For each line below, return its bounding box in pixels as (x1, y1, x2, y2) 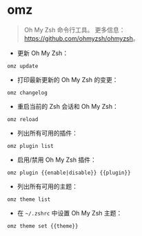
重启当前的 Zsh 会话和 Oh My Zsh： (17, 102, 119, 110)
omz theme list (7, 195, 51, 203)
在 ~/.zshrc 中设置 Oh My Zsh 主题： (17, 208, 123, 217)
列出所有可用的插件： (17, 129, 78, 137)
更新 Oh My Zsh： (17, 49, 69, 57)
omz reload (7, 116, 39, 122)
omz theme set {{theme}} (7, 222, 79, 229)
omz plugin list (7, 142, 54, 149)
